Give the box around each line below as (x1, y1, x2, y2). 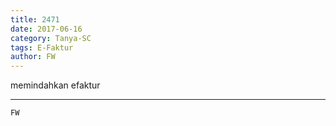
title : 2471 (10, 14, 60, 25)
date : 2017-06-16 (10, 24, 83, 34)
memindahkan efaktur (10, 79, 101, 91)
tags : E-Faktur (10, 42, 74, 53)
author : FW (10, 52, 56, 62)
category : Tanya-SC (10, 33, 92, 43)
